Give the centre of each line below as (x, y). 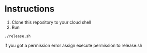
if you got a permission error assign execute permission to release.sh (73, 45)
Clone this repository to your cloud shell (51, 22)
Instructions (29, 9)
